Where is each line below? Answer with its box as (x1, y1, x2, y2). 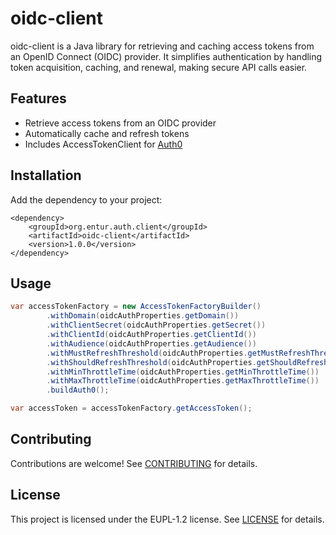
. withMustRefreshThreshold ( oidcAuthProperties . (46, 348, 248, 358)
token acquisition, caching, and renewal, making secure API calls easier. (10, 61, 308, 73)
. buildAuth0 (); (46, 385, 110, 396)
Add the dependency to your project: (10, 193, 163, 206)
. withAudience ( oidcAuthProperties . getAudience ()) (46, 338, 257, 349)
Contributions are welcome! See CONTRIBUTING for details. (10, 457, 258, 469)
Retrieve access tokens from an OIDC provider (24, 117, 217, 129)
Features (10, 90, 67, 107)
